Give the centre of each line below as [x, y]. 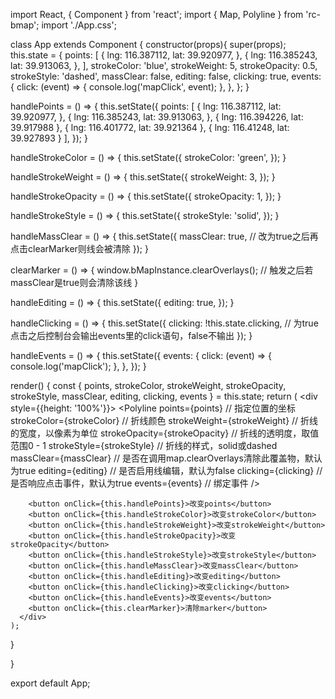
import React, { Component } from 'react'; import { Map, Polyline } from [157, 14]
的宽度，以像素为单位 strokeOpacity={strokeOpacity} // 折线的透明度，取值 [165, 433]
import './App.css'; [79, 25]
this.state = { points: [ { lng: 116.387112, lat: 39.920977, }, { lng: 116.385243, [164, 55]
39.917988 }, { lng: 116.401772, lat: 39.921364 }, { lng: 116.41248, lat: [150, 127]
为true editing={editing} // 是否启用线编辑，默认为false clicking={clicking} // [166, 470]
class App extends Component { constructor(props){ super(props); [148, 44]
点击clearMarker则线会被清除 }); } [79, 248]
